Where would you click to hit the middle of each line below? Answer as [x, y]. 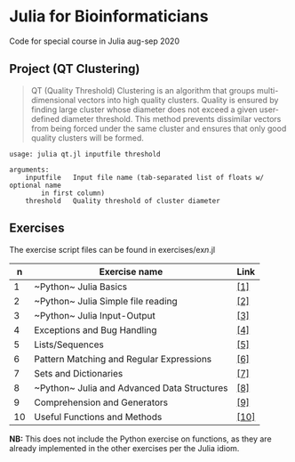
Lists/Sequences [69, 344]
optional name [36, 185]
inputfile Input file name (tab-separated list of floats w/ [145, 177]
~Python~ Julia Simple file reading [106, 301]
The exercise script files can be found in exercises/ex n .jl [112, 249]
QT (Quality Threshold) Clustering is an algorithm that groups [143, 90]
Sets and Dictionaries [79, 373]
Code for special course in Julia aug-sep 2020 [95, 41]
